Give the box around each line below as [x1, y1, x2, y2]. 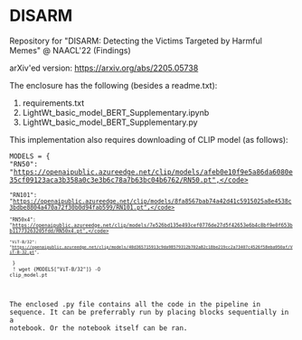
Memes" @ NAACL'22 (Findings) [9, 44, 131, 55]
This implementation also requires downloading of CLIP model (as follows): [9, 134, 288, 145]
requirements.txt [22, 97, 85, 109]
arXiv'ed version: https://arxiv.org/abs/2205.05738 [9, 62, 199, 73]
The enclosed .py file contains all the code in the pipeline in [9, 299, 260, 308]
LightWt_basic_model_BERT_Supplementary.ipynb [22, 107, 210, 118]
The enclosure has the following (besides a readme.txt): [9, 80, 218, 90]
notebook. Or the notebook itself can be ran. [9, 323, 188, 333]
